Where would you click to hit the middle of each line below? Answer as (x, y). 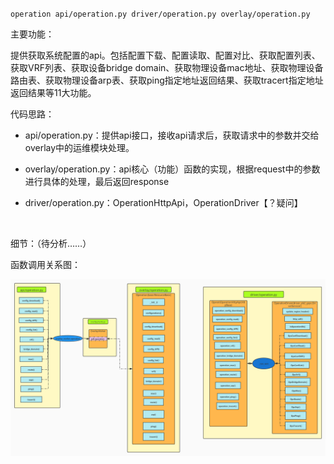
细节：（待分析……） (51, 243)
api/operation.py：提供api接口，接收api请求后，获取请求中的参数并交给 (172, 135)
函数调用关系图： (45, 264)
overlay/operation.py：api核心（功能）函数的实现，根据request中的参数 (172, 169)
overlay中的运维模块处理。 (79, 147)
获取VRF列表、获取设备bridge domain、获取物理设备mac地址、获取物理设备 (167, 67)
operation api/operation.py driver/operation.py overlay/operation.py (160, 14)
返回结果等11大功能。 (53, 92)
